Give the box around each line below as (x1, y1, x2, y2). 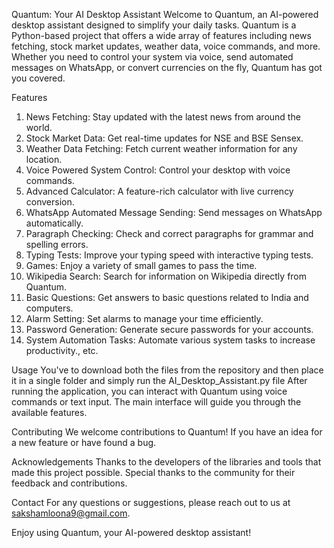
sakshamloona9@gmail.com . (11, 507, 131, 519)
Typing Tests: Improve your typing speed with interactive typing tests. (25, 249, 314, 261)
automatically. (25, 217, 84, 229)
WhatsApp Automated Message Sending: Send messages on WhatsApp (25, 207, 323, 218)
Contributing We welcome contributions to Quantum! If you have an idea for (11, 426, 323, 438)
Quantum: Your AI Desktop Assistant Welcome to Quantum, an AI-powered (11, 9, 319, 20)
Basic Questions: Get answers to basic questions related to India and (25, 292, 309, 303)
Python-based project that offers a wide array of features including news (11, 30, 312, 41)
